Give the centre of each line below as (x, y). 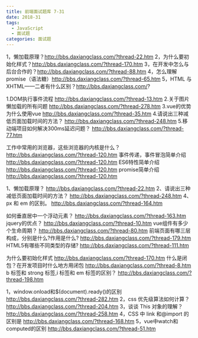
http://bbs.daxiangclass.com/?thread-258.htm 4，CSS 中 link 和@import (94, 314)
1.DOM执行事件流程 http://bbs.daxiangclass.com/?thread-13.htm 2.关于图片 (98, 99)
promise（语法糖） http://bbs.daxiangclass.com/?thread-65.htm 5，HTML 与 (99, 79)
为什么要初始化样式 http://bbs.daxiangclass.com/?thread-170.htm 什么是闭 (97, 258)
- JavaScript (27, 28)
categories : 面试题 (29, 39)
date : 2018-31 (24, 17)
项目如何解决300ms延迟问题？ (53, 128)
